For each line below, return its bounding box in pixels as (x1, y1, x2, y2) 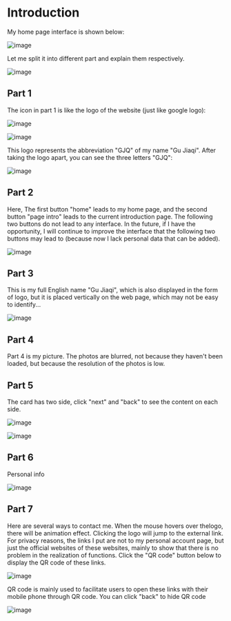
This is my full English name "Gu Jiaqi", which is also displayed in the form (7, 286, 219, 294)
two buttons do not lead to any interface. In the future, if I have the (7, 219, 196, 228)
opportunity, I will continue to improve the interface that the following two (7, 227, 216, 235)
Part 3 (7, 267, 34, 279)
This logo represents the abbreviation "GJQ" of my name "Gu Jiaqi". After (7, 146, 216, 154)
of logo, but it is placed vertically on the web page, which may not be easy (7, 293, 219, 301)
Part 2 (7, 187, 34, 198)
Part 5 (7, 379, 34, 391)
